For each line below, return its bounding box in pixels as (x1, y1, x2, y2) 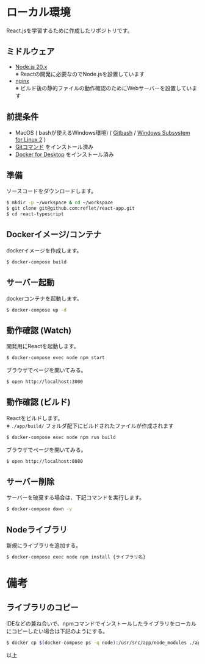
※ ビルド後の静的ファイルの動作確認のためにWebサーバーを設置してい (15, 84, 192, 91)
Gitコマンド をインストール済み (15, 143, 93, 150)
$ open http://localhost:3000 (6, 379, 84, 385)
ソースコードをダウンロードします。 (6, 187, 96, 195)
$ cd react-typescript (6, 211, 64, 217)
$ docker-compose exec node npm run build (6, 434, 116, 440)
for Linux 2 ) (15, 135, 46, 143)
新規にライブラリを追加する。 (6, 542, 81, 549)
